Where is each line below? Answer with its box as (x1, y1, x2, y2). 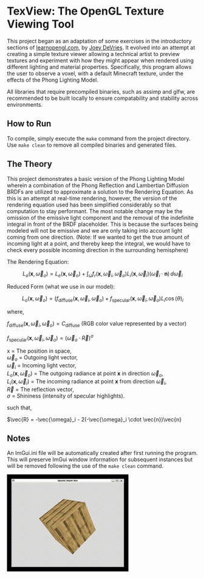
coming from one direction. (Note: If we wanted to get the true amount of (7, 233, 190, 241)
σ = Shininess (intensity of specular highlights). (7, 392, 125, 400)
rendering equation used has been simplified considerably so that (7, 201, 171, 208)
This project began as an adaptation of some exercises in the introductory (7, 37, 192, 44)
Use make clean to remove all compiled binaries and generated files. (7, 141, 177, 149)
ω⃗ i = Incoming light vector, (7, 362, 76, 370)
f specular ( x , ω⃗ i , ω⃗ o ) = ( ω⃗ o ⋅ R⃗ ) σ (7, 333, 93, 343)
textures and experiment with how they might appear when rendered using (7, 57, 194, 64)
